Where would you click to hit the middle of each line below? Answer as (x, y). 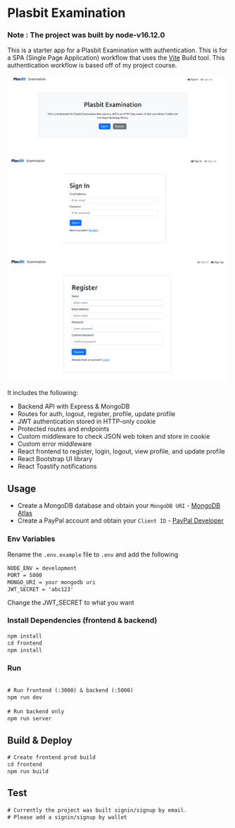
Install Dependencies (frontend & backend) (82, 621)
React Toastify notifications (57, 466)
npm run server (30, 719)
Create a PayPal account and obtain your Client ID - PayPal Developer (120, 520)
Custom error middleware (55, 444)
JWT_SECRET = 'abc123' (40, 589)
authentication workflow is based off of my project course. (92, 66)
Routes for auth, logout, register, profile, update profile (96, 414)
